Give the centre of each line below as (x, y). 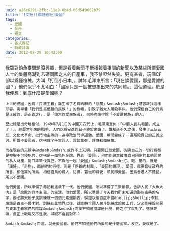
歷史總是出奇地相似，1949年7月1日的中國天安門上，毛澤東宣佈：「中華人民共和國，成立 (83, 124)
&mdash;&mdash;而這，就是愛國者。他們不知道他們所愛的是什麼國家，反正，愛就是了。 (83, 224)
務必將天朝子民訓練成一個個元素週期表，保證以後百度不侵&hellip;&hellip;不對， (87, 198)
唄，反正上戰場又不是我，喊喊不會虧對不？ (43, 214)
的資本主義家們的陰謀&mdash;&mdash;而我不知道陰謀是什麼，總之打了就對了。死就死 (81, 209)
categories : (18, 39)
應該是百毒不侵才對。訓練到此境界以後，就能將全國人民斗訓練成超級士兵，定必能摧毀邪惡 (84, 203)
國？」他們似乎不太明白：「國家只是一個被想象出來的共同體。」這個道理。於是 (85, 86)
